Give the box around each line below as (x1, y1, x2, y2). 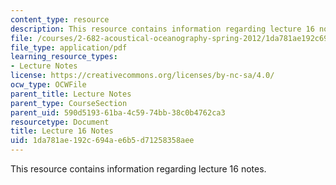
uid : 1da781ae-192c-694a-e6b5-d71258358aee (10, 136, 195, 146)
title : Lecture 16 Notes (10, 126, 114, 136)
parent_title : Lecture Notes (10, 89, 132, 99)
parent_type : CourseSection (10, 98, 128, 108)
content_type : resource (10, 14, 110, 25)
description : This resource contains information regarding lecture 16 (10, 24, 315, 34)
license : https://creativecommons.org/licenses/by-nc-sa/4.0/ (10, 71, 275, 81)
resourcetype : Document (10, 117, 110, 127)
